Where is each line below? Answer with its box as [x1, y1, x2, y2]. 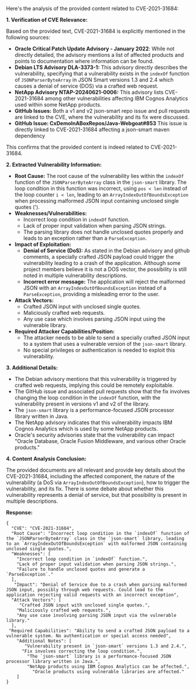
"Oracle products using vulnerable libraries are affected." [32, 669, 184, 675]
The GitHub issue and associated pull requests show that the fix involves [14, 388, 190, 394]
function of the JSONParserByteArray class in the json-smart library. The [14, 178, 187, 186]
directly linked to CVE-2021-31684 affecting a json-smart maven [14, 126, 170, 133]
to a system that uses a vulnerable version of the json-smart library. [23, 341, 187, 347]
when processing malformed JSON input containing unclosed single [14, 197, 179, 204]
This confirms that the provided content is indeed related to [6, 143, 150, 150]
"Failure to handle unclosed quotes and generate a [16, 567, 145, 572]
